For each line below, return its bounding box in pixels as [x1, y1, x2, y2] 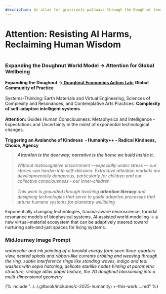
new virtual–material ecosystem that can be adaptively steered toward [5, 219, 148, 225]
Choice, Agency [5, 142, 39, 148]
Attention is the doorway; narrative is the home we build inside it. [17, 152, 155, 158]
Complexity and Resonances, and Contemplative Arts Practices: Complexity [5, 100, 161, 106]
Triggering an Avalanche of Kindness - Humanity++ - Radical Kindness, [5, 137, 157, 143]
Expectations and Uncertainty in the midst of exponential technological [5, 121, 150, 127]
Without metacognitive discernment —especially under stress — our [17, 162, 157, 168]
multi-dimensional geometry [5, 274, 63, 280]
